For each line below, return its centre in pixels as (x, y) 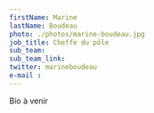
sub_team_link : (37, 59)
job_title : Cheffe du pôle (59, 42)
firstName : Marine (43, 17)
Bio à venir (29, 101)
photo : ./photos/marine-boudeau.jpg (77, 34)
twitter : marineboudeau (53, 68)
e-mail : (25, 76)
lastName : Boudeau (43, 26)
